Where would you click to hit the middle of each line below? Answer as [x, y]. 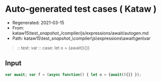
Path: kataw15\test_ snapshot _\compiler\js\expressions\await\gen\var [81, 38]
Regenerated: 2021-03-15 [38, 23]
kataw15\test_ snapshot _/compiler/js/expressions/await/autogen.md [80, 33]
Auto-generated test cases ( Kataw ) [81, 9]
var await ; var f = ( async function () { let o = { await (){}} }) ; [73, 75]
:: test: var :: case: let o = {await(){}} [53, 48]
